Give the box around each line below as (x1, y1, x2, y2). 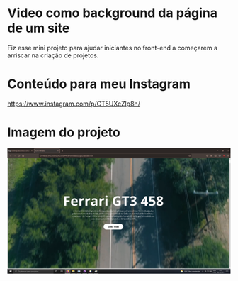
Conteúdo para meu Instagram (7, 76, 191, 92)
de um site (7, 20, 70, 36)
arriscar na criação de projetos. (7, 51, 99, 60)
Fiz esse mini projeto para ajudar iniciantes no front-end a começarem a (7, 43, 218, 52)
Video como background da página (7, 5, 218, 21)
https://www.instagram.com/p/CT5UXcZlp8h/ (7, 99, 140, 108)
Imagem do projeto (7, 124, 120, 140)
